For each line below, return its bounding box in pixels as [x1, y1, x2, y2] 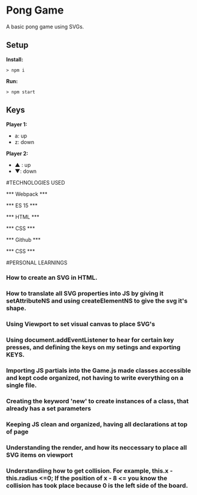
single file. [6, 381, 37, 389]
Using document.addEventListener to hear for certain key [6, 336, 175, 344]
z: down [14, 138, 34, 145]
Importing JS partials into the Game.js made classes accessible [6, 366, 191, 375]
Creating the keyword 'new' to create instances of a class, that [6, 397, 189, 405]
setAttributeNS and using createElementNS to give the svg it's [6, 297, 188, 305]
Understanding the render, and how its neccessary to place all [6, 443, 187, 451]
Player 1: [6, 120, 28, 127]
